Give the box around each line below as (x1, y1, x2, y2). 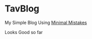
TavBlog (4, 3, 39, 14)
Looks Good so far (4, 29, 43, 35)
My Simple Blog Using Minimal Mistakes (4, 19, 87, 25)
